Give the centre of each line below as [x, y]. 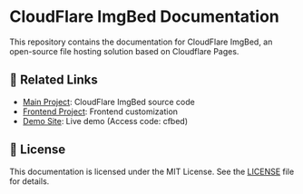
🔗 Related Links [54, 80]
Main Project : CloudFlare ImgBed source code [108, 102]
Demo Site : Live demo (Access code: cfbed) [105, 121]
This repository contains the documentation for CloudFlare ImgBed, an [141, 42]
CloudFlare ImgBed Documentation [144, 17]
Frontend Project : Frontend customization [100, 112]
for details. [29, 181]
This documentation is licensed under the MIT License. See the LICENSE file [152, 171]
